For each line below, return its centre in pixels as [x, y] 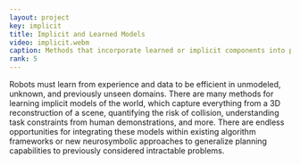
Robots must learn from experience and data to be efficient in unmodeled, [145, 84]
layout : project [39, 17]
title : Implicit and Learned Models [77, 34]
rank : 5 [24, 59]
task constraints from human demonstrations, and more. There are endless [147, 122]
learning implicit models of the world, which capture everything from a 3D [145, 103]
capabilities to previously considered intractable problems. [117, 151]
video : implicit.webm [50, 42]
